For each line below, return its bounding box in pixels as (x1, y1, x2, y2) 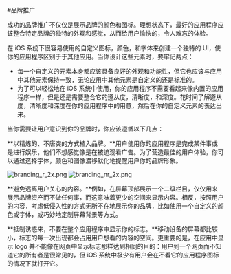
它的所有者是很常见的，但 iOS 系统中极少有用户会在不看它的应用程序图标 (12, 251, 219, 259)
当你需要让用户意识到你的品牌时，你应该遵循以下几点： (7, 125, 164, 133)
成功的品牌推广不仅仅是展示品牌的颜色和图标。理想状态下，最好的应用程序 (7, 21, 218, 29)
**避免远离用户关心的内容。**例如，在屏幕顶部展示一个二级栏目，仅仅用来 (7, 185, 219, 193)
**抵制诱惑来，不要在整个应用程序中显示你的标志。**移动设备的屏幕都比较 (7, 225, 219, 233)
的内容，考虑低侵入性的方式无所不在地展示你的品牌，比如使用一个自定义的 (7, 202, 218, 210)
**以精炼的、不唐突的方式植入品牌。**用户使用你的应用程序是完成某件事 (7, 140, 212, 147)
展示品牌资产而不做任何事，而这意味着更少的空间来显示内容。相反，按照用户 (7, 193, 224, 201)
